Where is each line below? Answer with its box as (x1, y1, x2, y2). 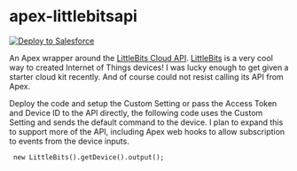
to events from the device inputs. (9, 136, 130, 146)
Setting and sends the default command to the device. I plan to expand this (9, 117, 284, 128)
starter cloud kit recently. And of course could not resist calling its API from (9, 71, 284, 82)
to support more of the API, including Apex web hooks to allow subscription (9, 126, 285, 136)
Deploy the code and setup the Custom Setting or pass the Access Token (9, 97, 277, 108)
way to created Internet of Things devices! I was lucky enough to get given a (9, 62, 289, 73)
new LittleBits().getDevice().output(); (12, 152, 165, 161)
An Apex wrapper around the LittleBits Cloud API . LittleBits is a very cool (9, 52, 273, 63)
